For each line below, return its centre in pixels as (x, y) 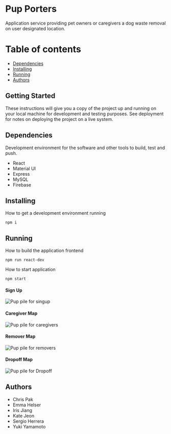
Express (21, 174)
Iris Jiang (22, 410)
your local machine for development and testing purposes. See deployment (84, 114)
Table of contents (43, 49)
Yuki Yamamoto (29, 426)
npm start (16, 279)
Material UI (24, 168)
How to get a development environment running (56, 213)
